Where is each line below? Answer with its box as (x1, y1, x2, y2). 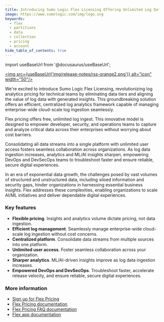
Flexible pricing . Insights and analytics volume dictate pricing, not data (12, 215, 155, 221)
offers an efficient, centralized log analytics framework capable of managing (5, 101, 159, 107)
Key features (5, 204, 37, 211)
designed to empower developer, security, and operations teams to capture (5, 121, 157, 127)
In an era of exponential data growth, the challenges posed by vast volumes (5, 171, 158, 177)
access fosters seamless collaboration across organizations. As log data (5, 146, 150, 152)
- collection (9, 35, 36, 40)
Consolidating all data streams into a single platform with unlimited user (5, 141, 149, 147)
